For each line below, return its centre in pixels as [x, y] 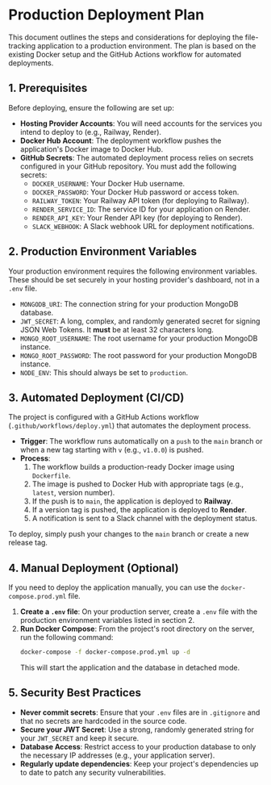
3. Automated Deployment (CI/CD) [96, 397]
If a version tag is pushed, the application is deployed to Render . [140, 510]
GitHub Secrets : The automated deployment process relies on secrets [137, 157]
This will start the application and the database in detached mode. [130, 668]
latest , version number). [73, 493]
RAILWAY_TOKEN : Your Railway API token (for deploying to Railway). [141, 200]
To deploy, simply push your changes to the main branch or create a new [129, 534]
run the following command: [67, 637]
